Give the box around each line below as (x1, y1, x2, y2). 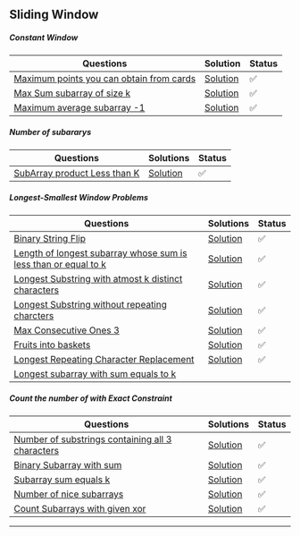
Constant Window (9, 31, 79, 43)
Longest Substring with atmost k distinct (13, 273, 183, 285)
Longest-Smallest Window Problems (9, 191, 149, 202)
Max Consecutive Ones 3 (13, 324, 121, 336)
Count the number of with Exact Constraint (9, 393, 172, 404)
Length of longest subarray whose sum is (13, 247, 187, 259)
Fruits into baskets (13, 339, 91, 352)
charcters (13, 310, 54, 322)
